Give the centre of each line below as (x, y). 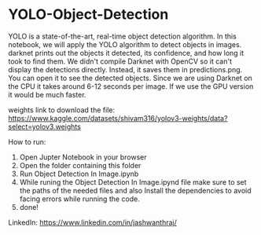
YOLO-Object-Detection (88, 15)
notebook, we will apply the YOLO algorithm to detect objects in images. (125, 44)
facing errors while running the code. (79, 199)
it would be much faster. (47, 94)
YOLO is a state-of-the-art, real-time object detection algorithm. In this (123, 36)
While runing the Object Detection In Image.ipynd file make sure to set (133, 182)
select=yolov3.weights (44, 127)
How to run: (27, 141)
